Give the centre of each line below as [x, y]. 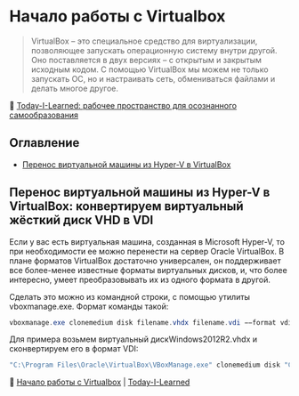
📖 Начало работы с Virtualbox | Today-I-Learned [100, 382]
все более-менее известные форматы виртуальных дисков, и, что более [148, 270]
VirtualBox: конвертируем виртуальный [126, 206]
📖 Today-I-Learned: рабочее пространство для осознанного [123, 105]
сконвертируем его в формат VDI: [74, 349]
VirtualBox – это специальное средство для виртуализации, [144, 41]
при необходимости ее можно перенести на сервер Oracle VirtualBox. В [147, 251]
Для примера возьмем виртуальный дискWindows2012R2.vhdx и [133, 339]
